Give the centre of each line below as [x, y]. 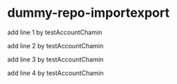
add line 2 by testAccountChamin [55, 45]
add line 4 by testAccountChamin [55, 73]
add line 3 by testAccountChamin [55, 59]
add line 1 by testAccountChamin [55, 32]
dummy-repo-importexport [88, 13]
